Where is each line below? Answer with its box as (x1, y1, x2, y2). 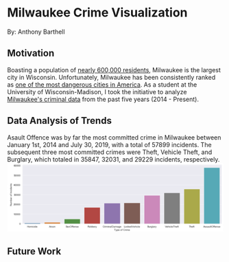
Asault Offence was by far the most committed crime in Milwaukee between (7, 133, 221, 142)
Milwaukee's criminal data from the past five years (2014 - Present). (7, 95, 199, 103)
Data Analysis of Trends (7, 115, 112, 127)
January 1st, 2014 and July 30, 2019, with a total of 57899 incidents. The (7, 140, 212, 149)
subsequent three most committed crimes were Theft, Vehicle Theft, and (7, 148, 213, 156)
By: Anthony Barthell (7, 28, 65, 36)
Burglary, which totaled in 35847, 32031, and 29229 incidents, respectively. (7, 155, 220, 163)
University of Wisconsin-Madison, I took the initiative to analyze (7, 87, 187, 96)
